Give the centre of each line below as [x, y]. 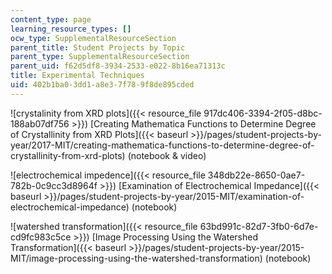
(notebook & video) [167, 155]
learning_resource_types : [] [71, 29]
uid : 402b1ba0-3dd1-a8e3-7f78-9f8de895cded [102, 85]
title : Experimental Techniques [77, 76]
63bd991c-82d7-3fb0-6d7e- [259, 226]
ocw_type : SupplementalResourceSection [93, 38]
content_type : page [51, 19]
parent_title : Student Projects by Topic [98, 47]
